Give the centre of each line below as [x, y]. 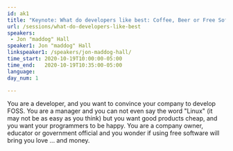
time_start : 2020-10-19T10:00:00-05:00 [65, 59]
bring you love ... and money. [49, 141]
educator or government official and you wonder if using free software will [113, 133]
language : [21, 71]
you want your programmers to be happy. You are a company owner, [105, 126]
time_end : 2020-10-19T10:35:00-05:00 [65, 65]
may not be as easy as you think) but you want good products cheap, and [112, 118]
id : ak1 [18, 14]
